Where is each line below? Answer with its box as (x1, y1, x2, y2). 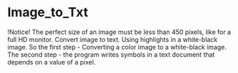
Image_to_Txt (7, 4, 88, 21)
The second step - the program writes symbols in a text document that (7, 50, 215, 59)
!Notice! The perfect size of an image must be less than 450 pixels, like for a (7, 28, 232, 36)
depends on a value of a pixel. (7, 57, 96, 66)
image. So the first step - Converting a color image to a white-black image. (7, 43, 227, 51)
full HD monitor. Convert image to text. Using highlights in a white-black (7, 35, 218, 43)
